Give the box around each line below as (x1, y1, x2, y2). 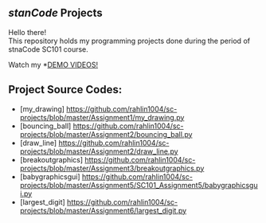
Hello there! (8, 27, 46, 37)
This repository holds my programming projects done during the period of (8, 36, 251, 45)
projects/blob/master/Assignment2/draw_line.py (19, 147, 178, 156)
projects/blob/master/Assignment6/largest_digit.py (19, 205, 187, 215)
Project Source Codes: (8, 83, 123, 96)
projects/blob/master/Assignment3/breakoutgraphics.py (19, 163, 205, 173)
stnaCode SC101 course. (8, 44, 89, 54)
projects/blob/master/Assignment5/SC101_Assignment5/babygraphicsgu (19, 180, 258, 190)
